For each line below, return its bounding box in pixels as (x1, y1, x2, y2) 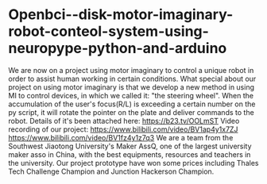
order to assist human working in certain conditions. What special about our (8, 74, 257, 83)
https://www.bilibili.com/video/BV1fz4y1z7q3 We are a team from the (8, 132, 234, 142)
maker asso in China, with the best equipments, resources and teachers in (8, 149, 251, 159)
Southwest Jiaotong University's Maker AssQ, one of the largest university (8, 141, 252, 151)
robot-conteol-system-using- (8, 22, 209, 40)
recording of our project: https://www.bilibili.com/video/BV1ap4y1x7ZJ (8, 125, 238, 134)
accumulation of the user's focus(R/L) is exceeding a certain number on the (8, 99, 256, 109)
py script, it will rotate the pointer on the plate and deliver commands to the (8, 107, 254, 117)
